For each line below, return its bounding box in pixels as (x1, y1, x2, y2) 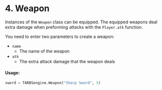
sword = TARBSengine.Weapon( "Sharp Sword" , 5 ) (5, 81, 101, 86)
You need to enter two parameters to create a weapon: (5, 34, 114, 39)
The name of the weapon (19, 48, 70, 54)
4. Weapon (5, 3, 50, 14)
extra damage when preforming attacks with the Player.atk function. (5, 24, 143, 30)
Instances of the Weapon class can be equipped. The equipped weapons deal (5, 19, 158, 25)
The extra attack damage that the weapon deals (19, 58, 115, 64)
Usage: (5, 70, 20, 75)
